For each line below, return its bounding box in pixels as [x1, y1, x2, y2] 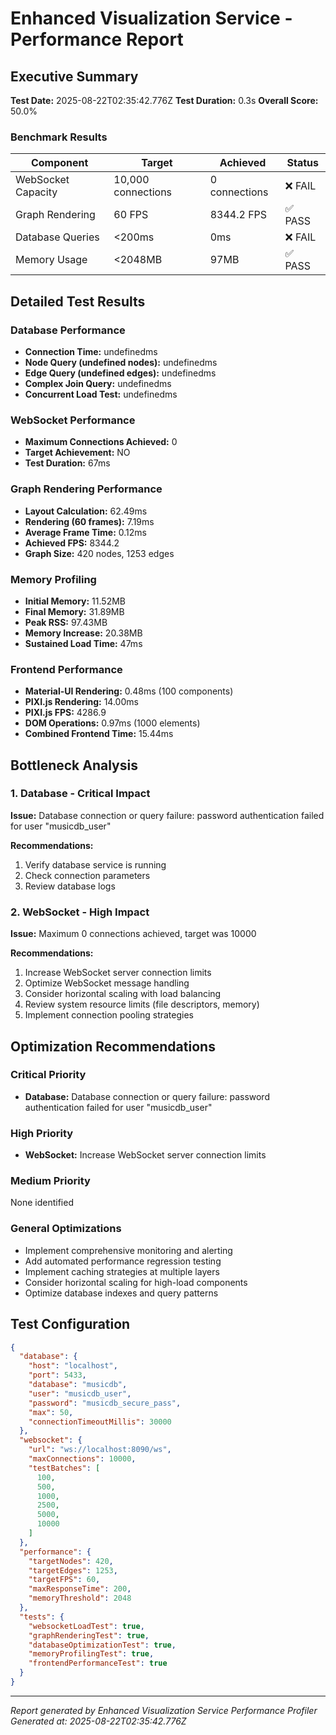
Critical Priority [10, 1068, 87, 1082]
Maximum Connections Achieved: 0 [24, 436, 178, 448]
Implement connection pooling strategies [24, 1009, 195, 1021]
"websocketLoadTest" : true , [28, 1621, 145, 1631]
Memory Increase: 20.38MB [24, 627, 143, 639]
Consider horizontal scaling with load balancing [24, 988, 222, 1000]
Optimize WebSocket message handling [24, 977, 190, 989]
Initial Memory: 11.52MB [24, 595, 126, 607]
